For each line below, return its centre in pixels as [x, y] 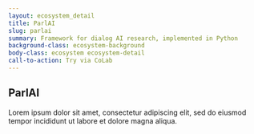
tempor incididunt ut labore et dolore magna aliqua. [93, 120]
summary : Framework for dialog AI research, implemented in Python [123, 38]
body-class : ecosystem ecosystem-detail [77, 53]
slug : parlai [30, 30]
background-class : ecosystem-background [77, 46]
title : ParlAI [32, 23]
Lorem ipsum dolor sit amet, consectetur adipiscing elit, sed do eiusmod [127, 112]
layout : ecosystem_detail [51, 16]
